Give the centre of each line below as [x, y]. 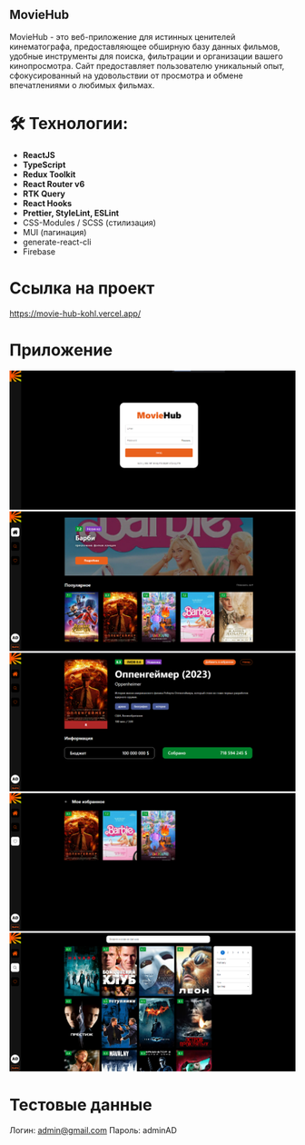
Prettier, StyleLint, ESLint [71, 213]
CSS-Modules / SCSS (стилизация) [89, 223]
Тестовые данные [81, 1105]
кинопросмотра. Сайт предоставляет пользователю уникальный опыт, [147, 65]
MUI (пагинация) [54, 232]
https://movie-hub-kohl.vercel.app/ [75, 314]
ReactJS [39, 154]
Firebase [39, 251]
